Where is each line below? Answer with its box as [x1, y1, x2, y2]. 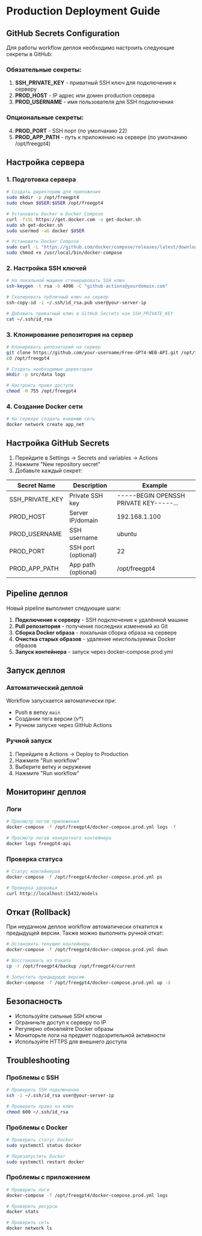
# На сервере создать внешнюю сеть [6, 416, 96, 422]
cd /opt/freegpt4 [6, 355, 50, 361]
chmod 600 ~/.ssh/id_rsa [6, 1108, 69, 1115]
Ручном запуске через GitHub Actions [14, 722, 112, 729]
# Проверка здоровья [6, 885, 58, 891]
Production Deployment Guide [6, 4, 161, 18]
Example [142, 481, 168, 490]
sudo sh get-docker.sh [6, 222, 63, 228]
